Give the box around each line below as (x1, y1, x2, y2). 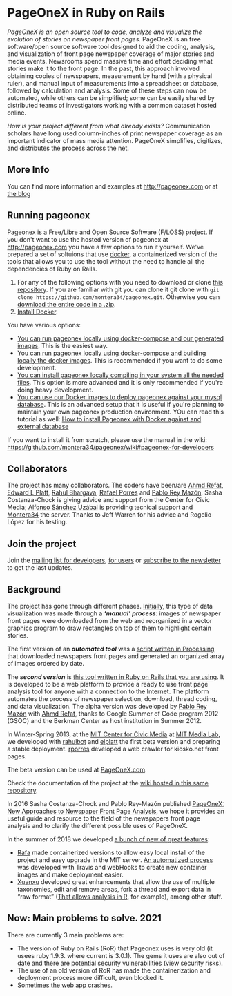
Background (7, 584, 61, 595)
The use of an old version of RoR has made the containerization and (17, 966, 211, 975)
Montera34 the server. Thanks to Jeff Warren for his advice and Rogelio (7, 510, 212, 519)
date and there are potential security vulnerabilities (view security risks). (17, 959, 223, 967)
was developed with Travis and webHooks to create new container (17, 863, 207, 871)
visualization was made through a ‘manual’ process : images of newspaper (7, 609, 221, 617)
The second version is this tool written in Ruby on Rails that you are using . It (7, 673, 224, 681)
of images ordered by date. (7, 660, 85, 667)
